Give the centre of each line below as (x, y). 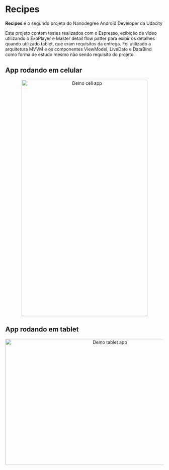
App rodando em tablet (42, 330)
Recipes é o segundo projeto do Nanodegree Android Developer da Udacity (84, 23)
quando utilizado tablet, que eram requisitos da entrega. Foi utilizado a (78, 43)
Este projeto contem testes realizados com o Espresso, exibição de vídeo (81, 33)
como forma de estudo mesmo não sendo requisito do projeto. (70, 54)
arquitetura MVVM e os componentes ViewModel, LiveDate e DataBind (78, 49)
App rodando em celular (44, 70)
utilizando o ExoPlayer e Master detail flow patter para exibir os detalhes (80, 38)
